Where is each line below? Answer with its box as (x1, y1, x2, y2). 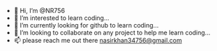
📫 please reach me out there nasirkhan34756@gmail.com (13, 37, 183, 44)
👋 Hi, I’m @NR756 (13, 7, 65, 14)
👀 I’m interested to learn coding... (13, 14, 110, 22)
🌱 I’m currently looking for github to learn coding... (13, 21, 159, 29)
